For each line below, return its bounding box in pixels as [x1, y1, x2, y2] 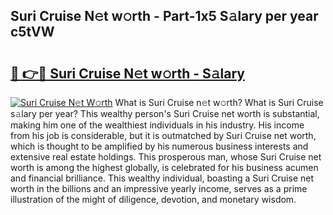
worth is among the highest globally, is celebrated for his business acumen [10, 162, 319, 173]
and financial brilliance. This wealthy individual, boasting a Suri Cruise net [10, 172, 314, 184]
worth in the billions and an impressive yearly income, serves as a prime [10, 183, 308, 194]
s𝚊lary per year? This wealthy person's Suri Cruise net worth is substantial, [10, 108, 320, 119]
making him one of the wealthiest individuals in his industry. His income [10, 119, 305, 131]
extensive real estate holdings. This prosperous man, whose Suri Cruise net [10, 151, 322, 163]
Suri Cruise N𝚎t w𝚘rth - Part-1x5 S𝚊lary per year [10, 8, 319, 25]
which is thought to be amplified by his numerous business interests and [10, 140, 309, 152]
